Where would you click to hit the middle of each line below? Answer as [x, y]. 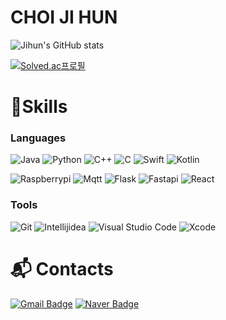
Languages [38, 138]
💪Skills [39, 107]
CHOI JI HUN [64, 17]
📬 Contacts [62, 268]
